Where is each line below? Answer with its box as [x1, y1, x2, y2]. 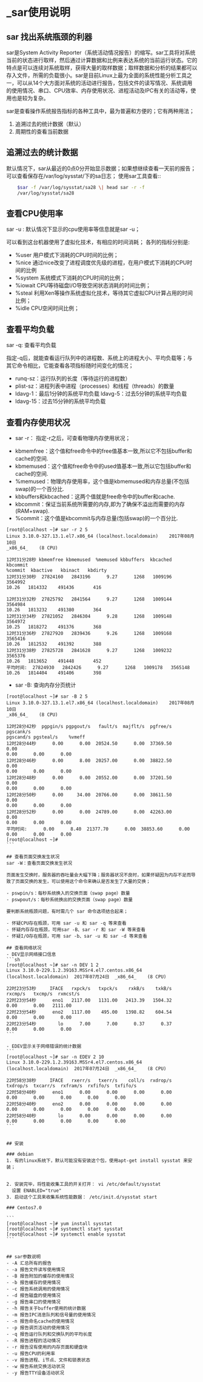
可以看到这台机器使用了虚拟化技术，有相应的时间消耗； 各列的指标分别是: [6, 238, 190, 246]
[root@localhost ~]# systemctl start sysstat [6, 1226, 123, 1232]
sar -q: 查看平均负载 [6, 342, 56, 349]
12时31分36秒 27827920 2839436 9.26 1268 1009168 [6, 630, 172, 636]
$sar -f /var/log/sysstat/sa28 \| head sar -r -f [17, 184, 145, 190]
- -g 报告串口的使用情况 [6, 1299, 61, 1305]
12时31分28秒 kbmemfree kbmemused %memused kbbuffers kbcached [6, 557, 172, 563]
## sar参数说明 [6, 1254, 41, 1260]
